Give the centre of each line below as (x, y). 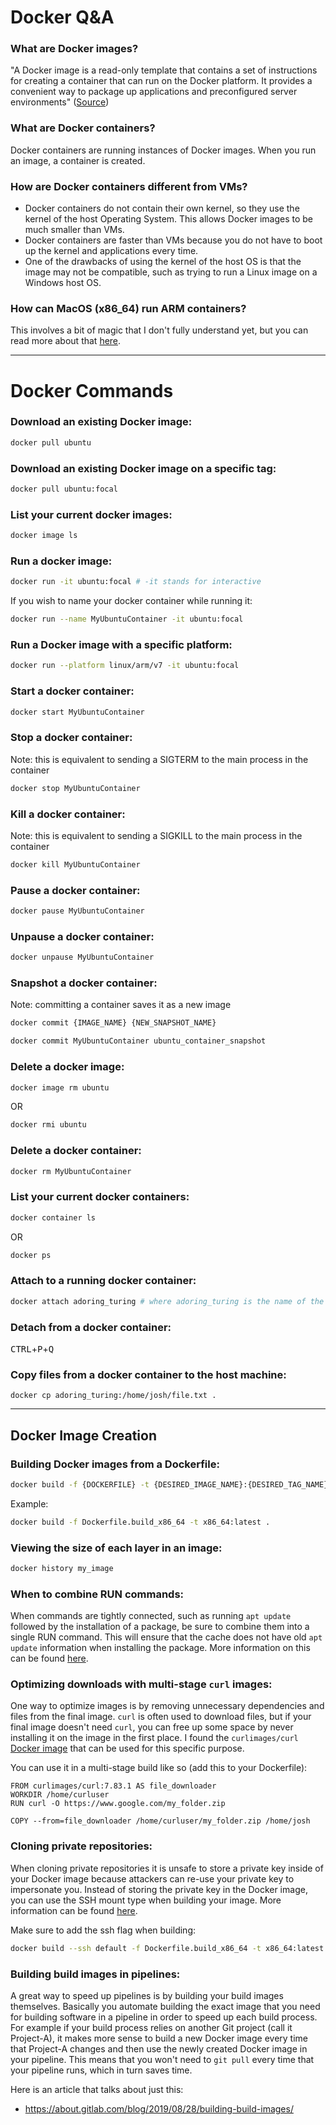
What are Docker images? (74, 49)
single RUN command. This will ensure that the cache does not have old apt (166, 1637)
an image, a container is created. (78, 160)
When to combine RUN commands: (97, 1594)
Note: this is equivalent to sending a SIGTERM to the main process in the (159, 759)
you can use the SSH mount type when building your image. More (146, 1900)
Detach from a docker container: (91, 1327)
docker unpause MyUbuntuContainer (82, 957)
